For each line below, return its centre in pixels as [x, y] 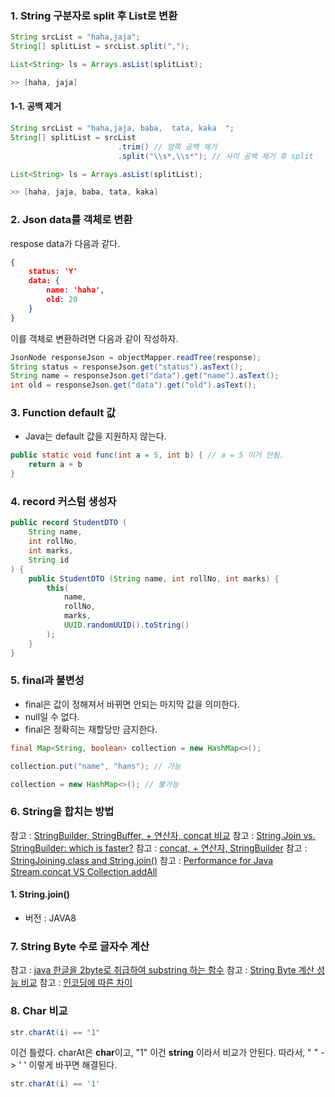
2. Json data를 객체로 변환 [71, 220]
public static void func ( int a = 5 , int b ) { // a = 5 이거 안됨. [147, 455]
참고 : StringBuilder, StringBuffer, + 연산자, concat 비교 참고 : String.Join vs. [163, 835]
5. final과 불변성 [47, 680]
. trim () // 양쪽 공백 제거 [167, 147]
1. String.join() [40, 894]
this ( [58, 588]
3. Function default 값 [63, 413]
